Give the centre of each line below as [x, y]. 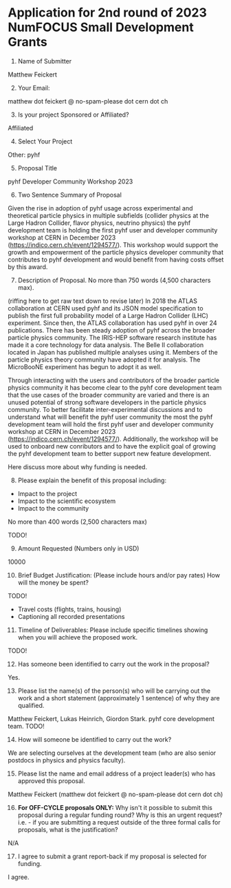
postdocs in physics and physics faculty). [67, 760]
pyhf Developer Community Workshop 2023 [70, 181]
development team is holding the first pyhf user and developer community [113, 230]
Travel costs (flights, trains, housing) [69, 609]
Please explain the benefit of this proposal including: [92, 480]
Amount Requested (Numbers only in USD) [78, 548]
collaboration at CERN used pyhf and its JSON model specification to [106, 308]
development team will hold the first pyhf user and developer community [111, 424]
